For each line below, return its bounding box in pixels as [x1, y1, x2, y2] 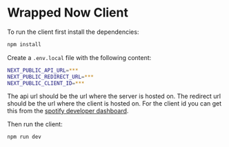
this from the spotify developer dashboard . [7, 107, 129, 115]
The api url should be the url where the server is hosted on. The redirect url [7, 92, 221, 101]
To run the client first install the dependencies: [7, 28, 139, 36]
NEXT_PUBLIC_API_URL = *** [7, 67, 79, 74]
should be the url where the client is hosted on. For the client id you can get [7, 99, 222, 108]
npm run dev [7, 133, 41, 141]
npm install [7, 41, 41, 48]
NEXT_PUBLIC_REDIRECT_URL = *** [7, 73, 94, 80]
